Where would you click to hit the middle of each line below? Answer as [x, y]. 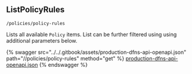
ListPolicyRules [35, 10]
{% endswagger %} [64, 65]
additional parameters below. [42, 40]
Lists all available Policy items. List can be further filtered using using [92, 34]
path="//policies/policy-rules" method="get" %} [65, 58]
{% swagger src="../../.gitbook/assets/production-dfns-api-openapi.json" [96, 52]
